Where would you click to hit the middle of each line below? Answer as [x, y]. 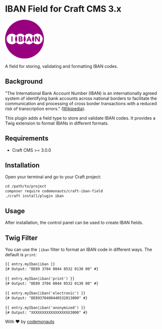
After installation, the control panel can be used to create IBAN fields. [74, 223]
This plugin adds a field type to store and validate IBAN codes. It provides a [80, 118]
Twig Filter [21, 238]
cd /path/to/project [26, 187]
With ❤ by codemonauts [30, 321]
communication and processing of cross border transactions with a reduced [81, 103]
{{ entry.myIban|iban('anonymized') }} [45, 308]
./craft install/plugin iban [34, 196]
